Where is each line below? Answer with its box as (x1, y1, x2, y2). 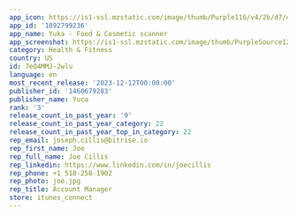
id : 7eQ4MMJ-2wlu (9, 63, 73, 71)
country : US (9, 54, 53, 63)
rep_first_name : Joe (9, 144, 86, 153)
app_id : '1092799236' (9, 21, 89, 30)
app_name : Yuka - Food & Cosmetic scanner (9, 29, 168, 38)
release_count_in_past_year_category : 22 (9, 120, 164, 129)
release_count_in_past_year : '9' (9, 111, 133, 120)
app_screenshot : (9, 37, 69, 47)
